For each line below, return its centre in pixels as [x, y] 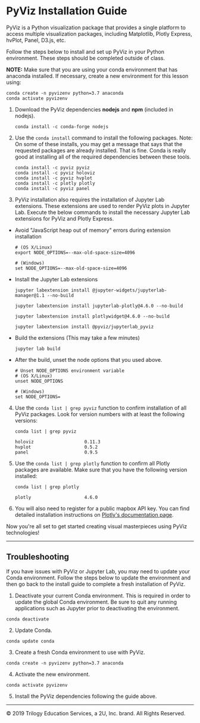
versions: [26, 420]
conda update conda [30, 641]
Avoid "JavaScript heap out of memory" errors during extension [93, 230]
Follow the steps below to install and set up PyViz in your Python [85, 51]
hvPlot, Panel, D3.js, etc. [36, 40]
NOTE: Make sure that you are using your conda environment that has [92, 69]
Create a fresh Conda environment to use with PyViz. [80, 652]
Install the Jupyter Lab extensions [56, 279]
